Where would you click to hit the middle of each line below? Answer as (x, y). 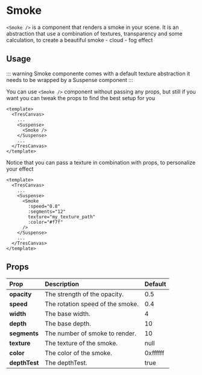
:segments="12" (47, 212)
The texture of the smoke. (81, 343)
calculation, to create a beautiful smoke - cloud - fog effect (80, 40)
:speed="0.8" (44, 206)
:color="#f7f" (46, 222)
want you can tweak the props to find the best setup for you (81, 98)
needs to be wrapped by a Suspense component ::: (70, 80)
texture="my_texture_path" (62, 217)
